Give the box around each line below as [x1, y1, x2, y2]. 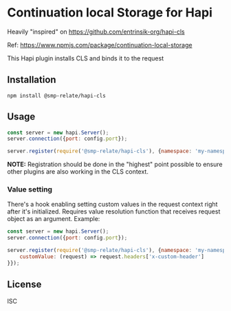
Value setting [7, 185, 53, 194]
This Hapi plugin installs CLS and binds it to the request [7, 54, 164, 62]
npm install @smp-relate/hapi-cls [7, 92, 107, 99]
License [7, 279, 42, 290]
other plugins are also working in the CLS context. [7, 168, 149, 176]
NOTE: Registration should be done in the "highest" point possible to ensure [7, 160, 223, 169]
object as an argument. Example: [7, 215, 100, 223]
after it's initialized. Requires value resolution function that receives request [7, 207, 221, 216]
